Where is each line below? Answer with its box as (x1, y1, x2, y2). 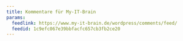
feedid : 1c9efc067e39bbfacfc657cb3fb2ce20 (12, 25, 121, 32)
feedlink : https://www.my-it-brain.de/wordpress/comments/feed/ (12, 20, 178, 26)
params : (6, 14, 26, 20)
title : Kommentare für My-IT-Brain (6, 8, 96, 15)
